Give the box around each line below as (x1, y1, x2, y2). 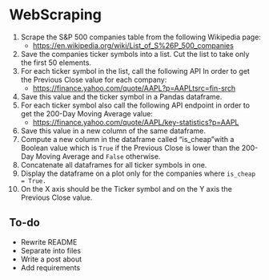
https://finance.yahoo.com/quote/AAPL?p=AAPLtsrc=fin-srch (32, 83, 236, 93)
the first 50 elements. (20, 58, 91, 67)
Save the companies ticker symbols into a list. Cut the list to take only (20, 49, 250, 59)
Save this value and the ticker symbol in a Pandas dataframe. (20, 91, 223, 101)
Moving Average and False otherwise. (35, 151, 161, 161)
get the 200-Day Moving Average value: (20, 108, 153, 118)
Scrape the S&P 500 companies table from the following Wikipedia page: (20, 32, 261, 42)
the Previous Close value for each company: (20, 75, 167, 84)
